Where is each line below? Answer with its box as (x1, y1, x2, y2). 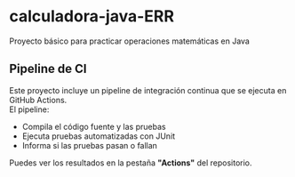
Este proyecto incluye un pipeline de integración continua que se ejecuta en (9, 84, 287, 95)
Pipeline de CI (9, 61, 87, 76)
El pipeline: (9, 104, 50, 115)
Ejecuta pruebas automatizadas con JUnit (21, 131, 176, 141)
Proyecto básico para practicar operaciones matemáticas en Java (9, 36, 251, 46)
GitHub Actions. (9, 94, 68, 105)
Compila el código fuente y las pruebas (21, 121, 166, 132)
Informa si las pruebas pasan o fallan (21, 140, 158, 150)
